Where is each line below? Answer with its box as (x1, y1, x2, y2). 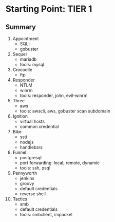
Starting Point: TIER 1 (5, 3, 92, 15)
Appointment (12, 36, 39, 41)
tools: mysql (19, 62, 44, 67)
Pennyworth (12, 170, 37, 176)
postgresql (19, 155, 42, 160)
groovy (19, 181, 35, 186)
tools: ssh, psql (19, 165, 51, 171)
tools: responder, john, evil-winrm (19, 92, 88, 98)
